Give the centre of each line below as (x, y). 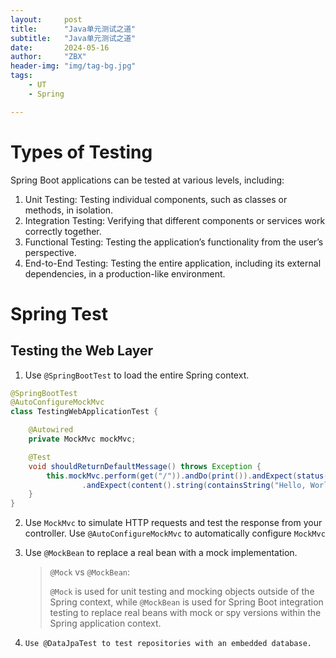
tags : (21, 76)
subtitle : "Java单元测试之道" (73, 38)
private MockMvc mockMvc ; (82, 439)
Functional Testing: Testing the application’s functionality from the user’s (174, 242)
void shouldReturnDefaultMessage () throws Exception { (145, 466)
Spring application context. (105, 623)
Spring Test (59, 313)
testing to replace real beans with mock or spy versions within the (185, 613)
